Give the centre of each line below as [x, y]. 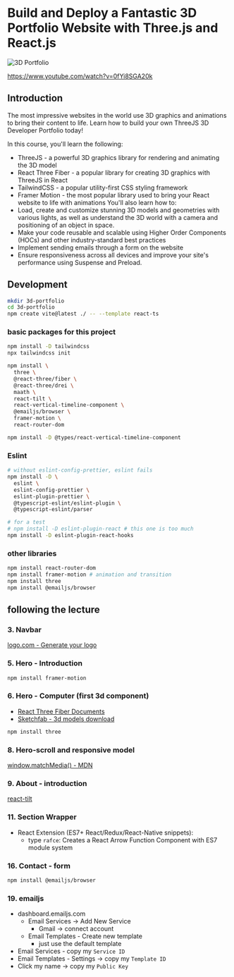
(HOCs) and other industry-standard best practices [92, 240]
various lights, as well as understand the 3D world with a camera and [118, 217]
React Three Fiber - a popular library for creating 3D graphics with [113, 172]
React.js [32, 43]
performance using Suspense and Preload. [80, 262]
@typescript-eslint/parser [53, 510]
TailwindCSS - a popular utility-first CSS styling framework [103, 188]
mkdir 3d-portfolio [36, 301]
